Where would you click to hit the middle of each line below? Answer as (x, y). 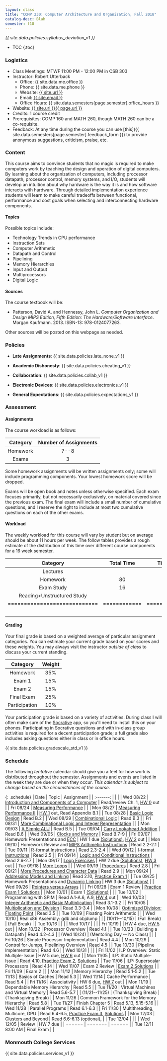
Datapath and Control (34, 253)
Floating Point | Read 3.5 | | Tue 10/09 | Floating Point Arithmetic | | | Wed (80, 913)
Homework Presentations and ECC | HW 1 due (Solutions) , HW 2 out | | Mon (83, 839)
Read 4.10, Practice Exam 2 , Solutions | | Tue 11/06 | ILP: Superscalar (90, 961)
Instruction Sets (28, 243)
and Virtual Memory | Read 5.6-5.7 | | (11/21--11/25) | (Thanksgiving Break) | (83, 992)
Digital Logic (25, 280)
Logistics (17, 60)
